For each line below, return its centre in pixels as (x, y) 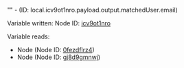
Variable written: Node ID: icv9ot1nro (59, 23)
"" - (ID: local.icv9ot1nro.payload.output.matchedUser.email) (93, 10)
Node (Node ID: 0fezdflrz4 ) (56, 50)
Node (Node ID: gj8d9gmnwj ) (59, 57)
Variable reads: (28, 36)
